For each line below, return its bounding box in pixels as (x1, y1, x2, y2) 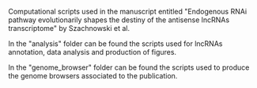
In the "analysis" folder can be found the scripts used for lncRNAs (8, 39, 223, 48)
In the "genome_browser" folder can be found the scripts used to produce (8, 63, 250, 72)
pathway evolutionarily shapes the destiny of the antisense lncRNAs (8, 15, 230, 25)
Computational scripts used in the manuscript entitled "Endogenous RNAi (8, 7, 248, 16)
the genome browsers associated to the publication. (8, 71, 178, 80)
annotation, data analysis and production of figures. (8, 48, 176, 56)
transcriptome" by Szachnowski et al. (8, 24, 130, 33)
